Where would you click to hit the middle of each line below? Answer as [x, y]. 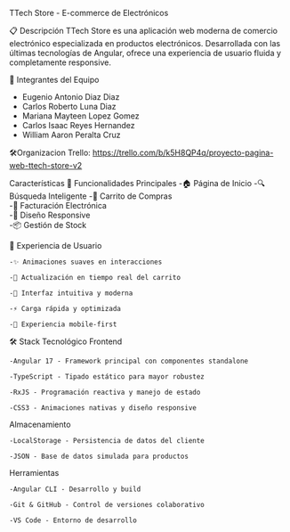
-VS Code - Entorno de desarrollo [73, 520]
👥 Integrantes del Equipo [54, 80]
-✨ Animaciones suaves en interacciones [86, 262]
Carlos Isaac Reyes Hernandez [78, 125]
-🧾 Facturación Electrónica [58, 205]
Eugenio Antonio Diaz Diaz [71, 97]
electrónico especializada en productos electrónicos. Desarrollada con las [145, 43]
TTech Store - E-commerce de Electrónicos [89, 13]
